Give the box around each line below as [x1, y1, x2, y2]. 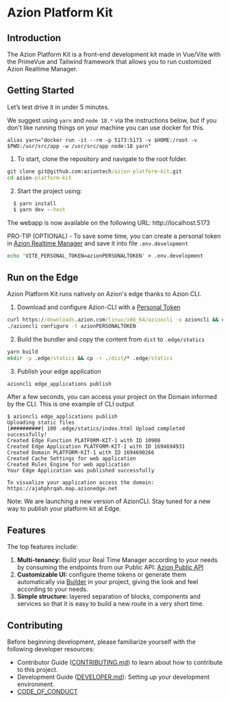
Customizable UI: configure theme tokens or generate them [16, 570, 187, 579]
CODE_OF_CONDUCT [16, 688, 78, 695]
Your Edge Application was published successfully [7, 468, 155, 474]
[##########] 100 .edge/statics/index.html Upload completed [7, 425, 186, 433]
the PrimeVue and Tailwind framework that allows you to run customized [7, 58, 212, 66]
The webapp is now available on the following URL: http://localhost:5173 [7, 219, 210, 227]
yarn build [7, 348, 38, 355]
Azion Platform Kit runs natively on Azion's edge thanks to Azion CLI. [7, 290, 202, 298]
